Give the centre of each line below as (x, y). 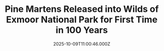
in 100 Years (82, 30)
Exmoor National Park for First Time (82, 20)
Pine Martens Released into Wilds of (82, 9)
